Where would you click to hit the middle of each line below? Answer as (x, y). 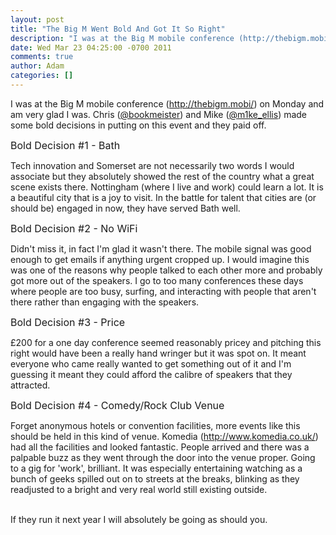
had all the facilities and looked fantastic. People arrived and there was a (160, 447)
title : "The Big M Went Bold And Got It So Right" (118, 29)
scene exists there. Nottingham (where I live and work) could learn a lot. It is (167, 187)
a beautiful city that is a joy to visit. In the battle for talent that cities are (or (163, 197)
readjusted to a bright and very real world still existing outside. (139, 489)
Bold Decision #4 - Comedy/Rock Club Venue (117, 405)
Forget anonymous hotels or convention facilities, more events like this (155, 425)
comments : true (42, 57)
